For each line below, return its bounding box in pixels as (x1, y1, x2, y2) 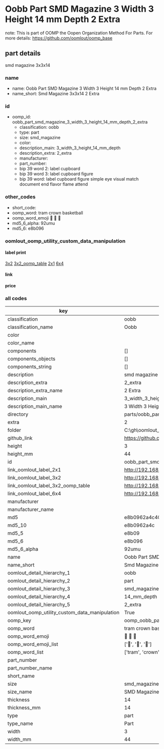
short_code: (12, 204, 37, 210)
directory (7, 411, 28, 418)
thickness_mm (7, 704, 41, 711)
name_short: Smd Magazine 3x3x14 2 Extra (12, 91, 100, 97)
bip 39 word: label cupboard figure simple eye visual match (19, 176, 139, 182)
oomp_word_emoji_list (7, 641, 59, 648)
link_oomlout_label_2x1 (7, 466, 61, 473)
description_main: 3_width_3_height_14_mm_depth (19, 145, 121, 151)
